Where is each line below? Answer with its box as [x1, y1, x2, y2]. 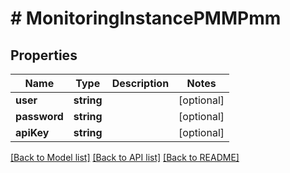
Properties [10, 47, 78, 64]
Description [111, 77, 170, 90]
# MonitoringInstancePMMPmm [10, 7, 282, 30]
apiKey [15, 126, 50, 139]
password [15, 110, 64, 123]
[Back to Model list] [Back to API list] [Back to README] [10, 152, 240, 163]
